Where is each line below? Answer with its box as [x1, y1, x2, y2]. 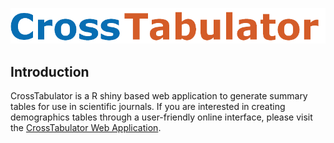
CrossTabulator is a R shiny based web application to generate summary [10, 90, 308, 102]
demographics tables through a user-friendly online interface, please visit [10, 111, 313, 123]
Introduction [10, 63, 90, 80]
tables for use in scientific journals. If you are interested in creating [10, 101, 286, 113]
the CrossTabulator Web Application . [10, 122, 162, 134]
